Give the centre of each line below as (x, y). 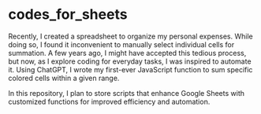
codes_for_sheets (68, 15)
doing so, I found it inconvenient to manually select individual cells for (121, 44)
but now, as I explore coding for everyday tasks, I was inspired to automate (130, 61)
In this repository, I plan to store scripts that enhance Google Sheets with (126, 93)
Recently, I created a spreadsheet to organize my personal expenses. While (131, 36)
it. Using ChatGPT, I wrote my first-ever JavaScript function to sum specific (130, 69)
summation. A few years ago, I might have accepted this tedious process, (127, 53)
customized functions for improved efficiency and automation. (109, 101)
